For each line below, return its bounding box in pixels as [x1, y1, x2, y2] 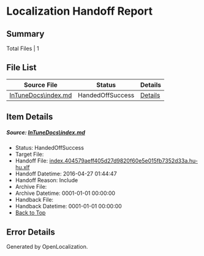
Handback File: [15, 196, 54, 203]
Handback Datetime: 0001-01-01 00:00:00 [15, 203, 123, 210]
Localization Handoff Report [6, 4, 153, 18]
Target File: [15, 151, 44, 158]
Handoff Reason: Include [15, 177, 78, 184]
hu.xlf [15, 164, 30, 171]
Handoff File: [15, 157, 48, 164]
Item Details [6, 112, 53, 122]
